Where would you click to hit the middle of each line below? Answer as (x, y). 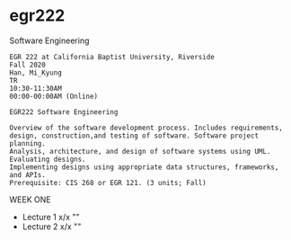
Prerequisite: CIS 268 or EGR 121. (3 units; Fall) (108, 182)
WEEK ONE (30, 200)
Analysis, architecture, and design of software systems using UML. (140, 151)
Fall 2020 (28, 65)
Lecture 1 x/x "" (51, 217)
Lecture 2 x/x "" (52, 227)
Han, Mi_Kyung (36, 73)
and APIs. (28, 175)
